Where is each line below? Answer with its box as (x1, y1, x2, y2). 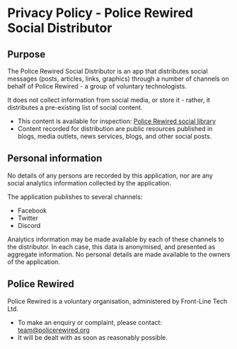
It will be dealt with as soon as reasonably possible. (17, 333, 168, 341)
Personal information (7, 152, 103, 164)
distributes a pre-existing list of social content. (7, 103, 143, 111)
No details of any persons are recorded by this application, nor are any (7, 171, 214, 180)
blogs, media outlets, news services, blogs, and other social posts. (17, 132, 212, 140)
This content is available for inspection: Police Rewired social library (17, 117, 216, 125)
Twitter (17, 214, 39, 222)
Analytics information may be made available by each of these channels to (7, 235, 224, 244)
